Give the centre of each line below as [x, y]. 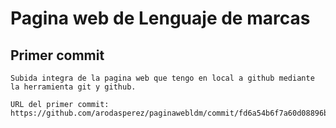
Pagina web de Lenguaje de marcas [160, 18]
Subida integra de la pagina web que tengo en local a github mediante [162, 78]
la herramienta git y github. [73, 87]
